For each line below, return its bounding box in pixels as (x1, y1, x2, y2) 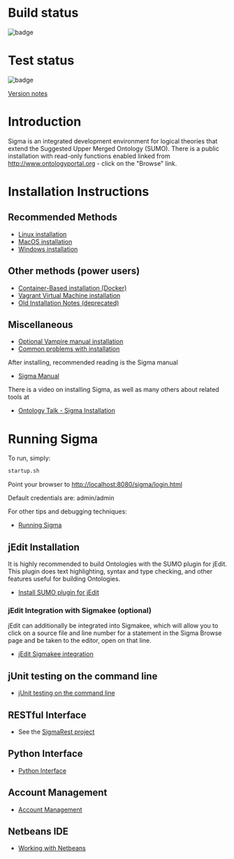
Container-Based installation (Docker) (17, 283, 127, 292)
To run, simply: (8, 454, 51, 462)
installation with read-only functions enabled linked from (8, 152, 170, 160)
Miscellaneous (8, 319, 73, 331)
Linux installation (17, 229, 67, 239)
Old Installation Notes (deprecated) (17, 299, 119, 307)
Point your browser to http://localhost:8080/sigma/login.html (8, 481, 182, 489)
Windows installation (17, 245, 78, 253)
